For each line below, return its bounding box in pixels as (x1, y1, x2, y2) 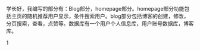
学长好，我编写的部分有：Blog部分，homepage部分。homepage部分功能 (6, 5, 185, 12)
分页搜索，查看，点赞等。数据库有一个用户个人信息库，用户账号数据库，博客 (6, 20, 194, 27)
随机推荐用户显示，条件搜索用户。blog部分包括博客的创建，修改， (26, 12, 189, 20)
